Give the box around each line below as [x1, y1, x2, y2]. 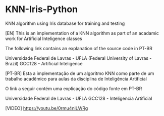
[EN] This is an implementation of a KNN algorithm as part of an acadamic [5, 30, 159, 36]
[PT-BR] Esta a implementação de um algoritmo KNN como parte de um [5, 70, 154, 76]
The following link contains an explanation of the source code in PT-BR [5, 45, 152, 51]
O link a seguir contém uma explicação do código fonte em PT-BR [5, 85, 142, 92]
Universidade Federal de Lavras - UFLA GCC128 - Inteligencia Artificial [5, 95, 152, 101]
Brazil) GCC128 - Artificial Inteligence [5, 60, 83, 66]
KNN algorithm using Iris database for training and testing [5, 20, 125, 26]
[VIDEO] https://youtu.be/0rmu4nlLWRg [5, 105, 88, 111]
